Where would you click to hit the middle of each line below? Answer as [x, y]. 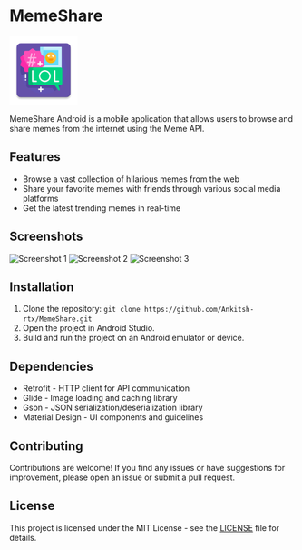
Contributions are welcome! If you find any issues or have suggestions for [147, 468]
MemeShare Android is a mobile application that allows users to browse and [151, 118]
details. [23, 537]
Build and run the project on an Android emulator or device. [133, 338]
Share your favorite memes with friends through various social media [151, 188]
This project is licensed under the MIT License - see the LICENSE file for [144, 527]
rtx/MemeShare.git [57, 319]
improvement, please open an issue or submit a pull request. [122, 477]
